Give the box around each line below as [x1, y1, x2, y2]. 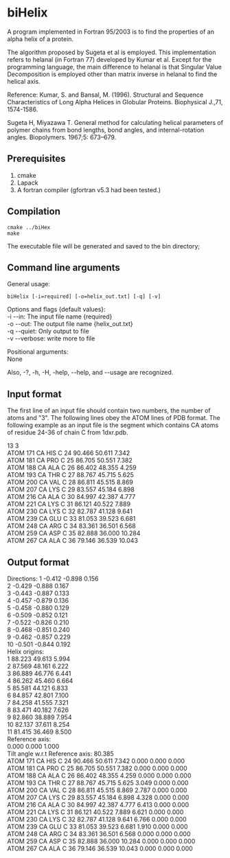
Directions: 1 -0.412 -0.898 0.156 [7, 575, 99, 583]
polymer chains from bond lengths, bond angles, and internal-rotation [7, 126, 205, 134]
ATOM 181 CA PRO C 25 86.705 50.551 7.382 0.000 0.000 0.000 [7, 764, 187, 772]
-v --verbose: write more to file [7, 334, 95, 343]
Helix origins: [7, 647, 45, 656]
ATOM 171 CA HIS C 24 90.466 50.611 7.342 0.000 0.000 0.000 [7, 757, 185, 765]
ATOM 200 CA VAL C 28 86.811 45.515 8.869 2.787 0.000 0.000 [7, 786, 187, 794]
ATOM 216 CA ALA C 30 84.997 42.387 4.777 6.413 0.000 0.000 [7, 801, 189, 809]
